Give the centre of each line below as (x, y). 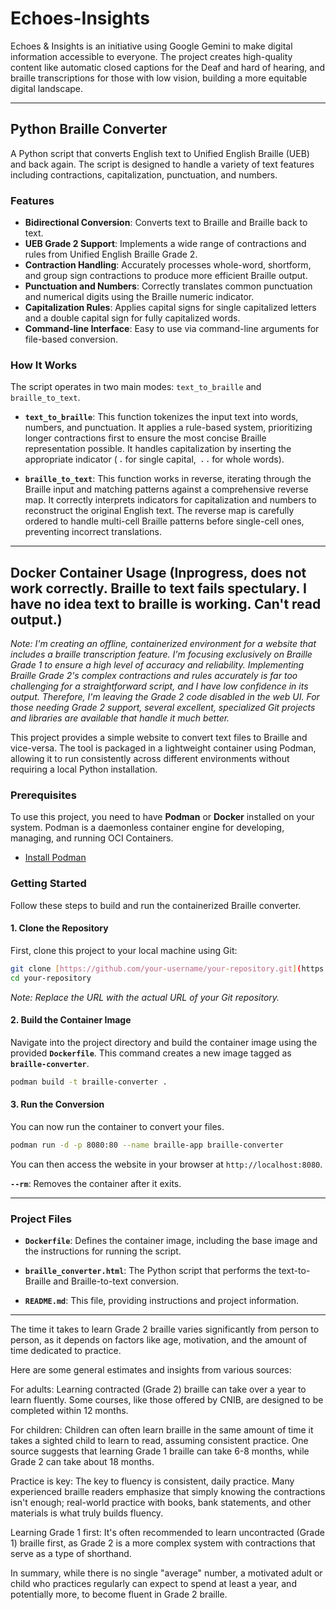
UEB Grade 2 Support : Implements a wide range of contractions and (165, 244)
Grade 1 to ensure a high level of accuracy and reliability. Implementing (157, 665)
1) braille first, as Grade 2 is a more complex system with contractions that (163, 1543)
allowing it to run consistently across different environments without (150, 759)
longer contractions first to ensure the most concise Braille (145, 438)
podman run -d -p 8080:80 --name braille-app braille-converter (147, 1145)
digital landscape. (47, 88)
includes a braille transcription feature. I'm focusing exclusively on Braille (161, 654)
